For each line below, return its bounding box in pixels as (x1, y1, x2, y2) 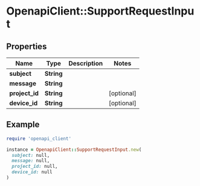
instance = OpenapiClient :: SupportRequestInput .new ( (6, 147, 142, 153)
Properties (6, 41, 47, 51)
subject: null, (11, 152, 50, 158)
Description (68, 59, 103, 67)
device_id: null (11, 169, 53, 175)
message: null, (11, 158, 50, 164)
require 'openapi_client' (6, 135, 71, 142)
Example (6, 119, 40, 130)
